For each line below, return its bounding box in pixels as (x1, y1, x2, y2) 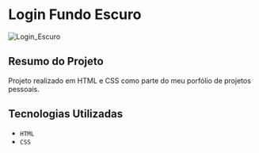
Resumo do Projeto (8, 55, 105, 68)
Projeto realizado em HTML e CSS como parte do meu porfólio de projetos (8, 75, 252, 85)
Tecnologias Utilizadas (8, 107, 124, 120)
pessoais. (8, 84, 40, 94)
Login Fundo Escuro (8, 6, 142, 24)
